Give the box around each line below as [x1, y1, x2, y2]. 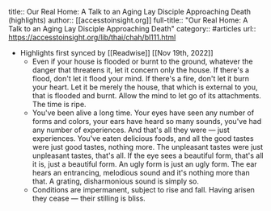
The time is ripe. [32, 100, 87, 109]
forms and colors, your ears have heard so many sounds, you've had [32, 117, 261, 126]
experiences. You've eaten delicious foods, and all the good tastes [32, 134, 254, 143]
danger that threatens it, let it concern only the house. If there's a [32, 65, 249, 75]
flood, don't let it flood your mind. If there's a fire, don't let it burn [32, 74, 249, 83]
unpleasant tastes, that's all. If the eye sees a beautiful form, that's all [32, 151, 264, 160]
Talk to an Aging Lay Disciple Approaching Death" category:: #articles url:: [8, 24, 256, 33]
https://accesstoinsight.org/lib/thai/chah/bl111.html [8, 32, 176, 42]
